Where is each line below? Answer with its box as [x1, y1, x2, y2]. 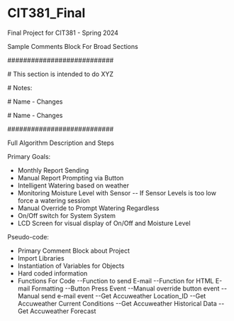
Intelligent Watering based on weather [17, 181, 130, 190]
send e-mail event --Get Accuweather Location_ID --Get [41, 291, 206, 300]
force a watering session [17, 196, 90, 205]
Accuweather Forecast [29, 307, 96, 315]
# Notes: [7, 83, 33, 92]
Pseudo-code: [7, 232, 50, 241]
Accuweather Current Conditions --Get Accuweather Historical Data [17, 299, 218, 308]
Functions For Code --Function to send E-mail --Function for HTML [17, 276, 214, 285]
